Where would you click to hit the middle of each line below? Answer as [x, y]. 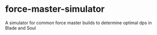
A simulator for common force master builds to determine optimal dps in [78, 23]
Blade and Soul [21, 28]
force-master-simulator [55, 9]
